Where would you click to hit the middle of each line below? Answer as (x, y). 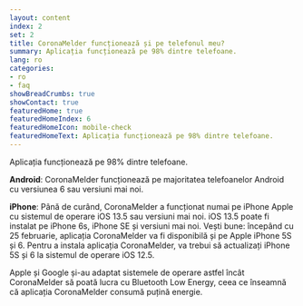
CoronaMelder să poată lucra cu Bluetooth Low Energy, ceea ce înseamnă (148, 281)
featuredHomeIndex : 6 (50, 119)
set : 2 (22, 35)
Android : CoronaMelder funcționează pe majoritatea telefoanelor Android (147, 179)
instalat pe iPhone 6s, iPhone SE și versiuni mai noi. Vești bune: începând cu (152, 226)
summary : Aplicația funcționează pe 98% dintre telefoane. (123, 52)
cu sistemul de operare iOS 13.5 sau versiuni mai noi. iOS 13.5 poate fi (139, 216)
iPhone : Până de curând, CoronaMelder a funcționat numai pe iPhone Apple (151, 206)
